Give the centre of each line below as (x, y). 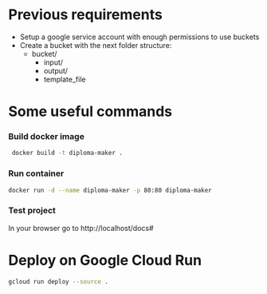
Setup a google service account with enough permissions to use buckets (139, 37)
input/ (53, 62)
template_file (65, 79)
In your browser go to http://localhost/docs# (81, 228)
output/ (56, 70)
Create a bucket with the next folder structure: (96, 45)
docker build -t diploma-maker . (67, 153)
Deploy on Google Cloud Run (105, 260)
